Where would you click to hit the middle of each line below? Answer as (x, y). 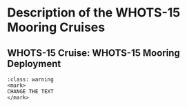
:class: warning (30, 79)
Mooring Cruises (56, 27)
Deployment (34, 64)
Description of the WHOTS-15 (94, 13)
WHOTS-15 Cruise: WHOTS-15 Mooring (94, 53)
